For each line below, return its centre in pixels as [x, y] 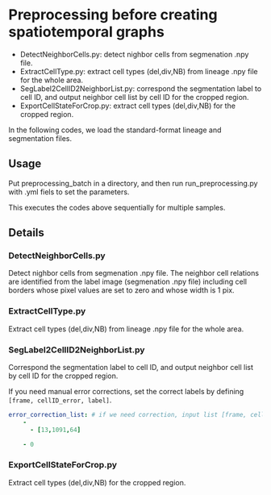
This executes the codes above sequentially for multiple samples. [117, 207]
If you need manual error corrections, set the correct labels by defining [126, 392]
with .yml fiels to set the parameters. [69, 192]
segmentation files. [40, 138]
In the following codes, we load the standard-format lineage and [115, 130]
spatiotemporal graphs [87, 32]
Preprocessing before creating [113, 15]
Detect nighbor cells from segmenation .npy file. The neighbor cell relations [134, 273]
